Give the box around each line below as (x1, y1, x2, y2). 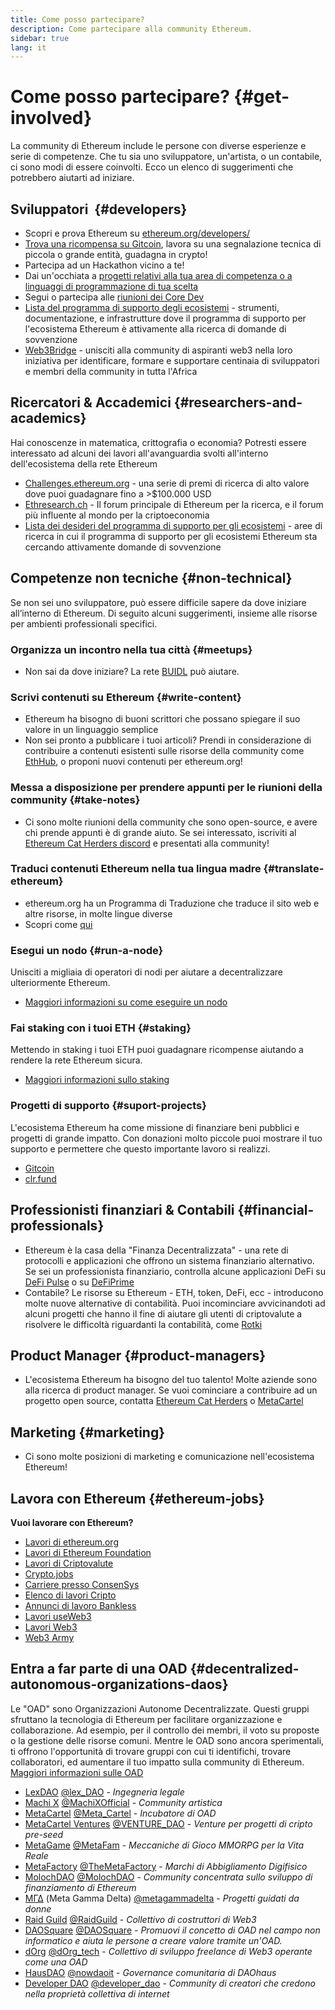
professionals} (10, 1217, 105, 1235)
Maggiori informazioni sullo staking (24, 1074, 170, 1086)
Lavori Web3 (24, 1621, 78, 1633)
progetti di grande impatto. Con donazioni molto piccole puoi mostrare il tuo (10, 1132, 323, 1144)
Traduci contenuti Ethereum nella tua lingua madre (10, 862, 262, 876)
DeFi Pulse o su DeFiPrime (24, 1276, 135, 1288)
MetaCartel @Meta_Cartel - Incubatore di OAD (24, 1807, 217, 1819)
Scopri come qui (24, 918, 93, 930)
